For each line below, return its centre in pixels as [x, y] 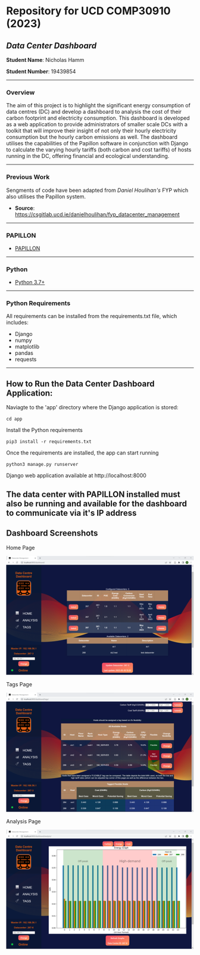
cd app [14, 419]
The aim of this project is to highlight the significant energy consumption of [98, 105]
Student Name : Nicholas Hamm [45, 60]
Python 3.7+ [30, 282]
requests [26, 359]
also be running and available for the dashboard [97, 504]
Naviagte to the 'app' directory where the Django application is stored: [92, 407]
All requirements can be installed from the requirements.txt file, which [92, 316]
